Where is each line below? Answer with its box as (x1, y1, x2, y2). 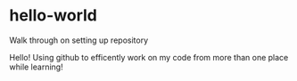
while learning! (9, 61, 64, 72)
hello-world (9, 5, 98, 26)
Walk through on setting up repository (9, 35, 149, 45)
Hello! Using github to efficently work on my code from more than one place (9, 52, 289, 62)
